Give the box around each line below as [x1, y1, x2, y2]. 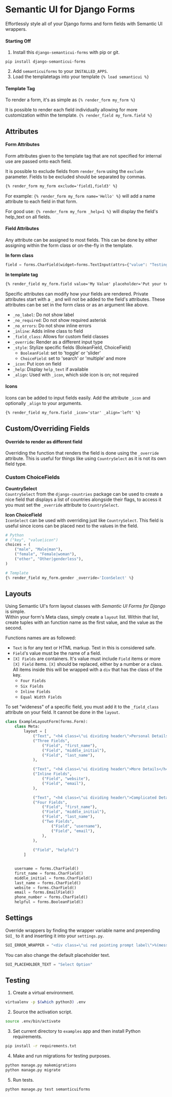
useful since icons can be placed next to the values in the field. [5, 523, 138, 529]
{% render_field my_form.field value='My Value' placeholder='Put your [5, 281, 161, 286]
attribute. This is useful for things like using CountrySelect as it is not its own [5, 455, 166, 461]
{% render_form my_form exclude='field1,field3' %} [5, 183, 118, 188]
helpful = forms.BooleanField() [14, 899, 83, 904]
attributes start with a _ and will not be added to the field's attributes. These [5, 296, 165, 302]
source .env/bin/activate [5, 1019, 60, 1024]
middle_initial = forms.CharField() [14, 875, 93, 881]
